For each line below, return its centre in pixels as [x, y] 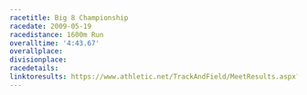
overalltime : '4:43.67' [55, 43]
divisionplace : [38, 60]
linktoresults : [38, 77]
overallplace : [37, 52]
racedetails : [34, 69]
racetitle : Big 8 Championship [69, 18]
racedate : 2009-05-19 [51, 26]
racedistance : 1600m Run [57, 34]
